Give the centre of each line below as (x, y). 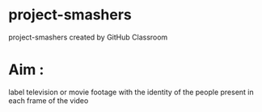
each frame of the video (49, 100)
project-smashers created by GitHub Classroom (88, 37)
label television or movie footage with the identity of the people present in (131, 92)
